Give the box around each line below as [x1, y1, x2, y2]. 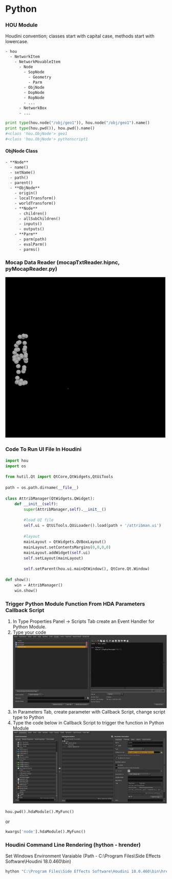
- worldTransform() [14, 201, 56, 206]
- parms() [18, 247, 40, 252]
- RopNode [24, 95, 45, 101]
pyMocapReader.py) [5, 265, 57, 273]
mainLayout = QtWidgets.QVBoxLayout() [24, 539, 106, 544]
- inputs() [18, 221, 42, 226]
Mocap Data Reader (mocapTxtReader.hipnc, [5, 259, 120, 266]
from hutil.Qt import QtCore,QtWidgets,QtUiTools [5, 474, 114, 480]
